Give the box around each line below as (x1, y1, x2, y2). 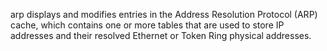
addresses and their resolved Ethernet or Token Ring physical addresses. (10, 30, 312, 41)
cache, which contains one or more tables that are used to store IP (10, 19, 285, 31)
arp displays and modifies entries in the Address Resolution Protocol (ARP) (10, 9, 318, 20)
